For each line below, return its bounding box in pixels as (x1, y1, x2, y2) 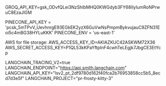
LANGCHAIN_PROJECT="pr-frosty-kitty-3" (25, 76, 113, 81)
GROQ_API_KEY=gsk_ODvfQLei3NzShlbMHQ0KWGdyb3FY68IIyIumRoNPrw (5, 4, 160, 10)
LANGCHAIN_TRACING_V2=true (5, 60, 70, 65)
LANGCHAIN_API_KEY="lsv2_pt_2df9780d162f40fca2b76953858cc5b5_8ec (5, 70, 161, 76)
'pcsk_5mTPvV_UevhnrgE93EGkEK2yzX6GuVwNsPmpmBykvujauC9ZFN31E (5, 24, 160, 30)
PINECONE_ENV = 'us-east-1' (54, 30, 115, 35)
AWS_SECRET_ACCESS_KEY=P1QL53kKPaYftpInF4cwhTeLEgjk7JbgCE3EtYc (5, 45, 161, 50)
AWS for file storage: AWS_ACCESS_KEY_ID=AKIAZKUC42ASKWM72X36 (5, 39, 156, 45)
